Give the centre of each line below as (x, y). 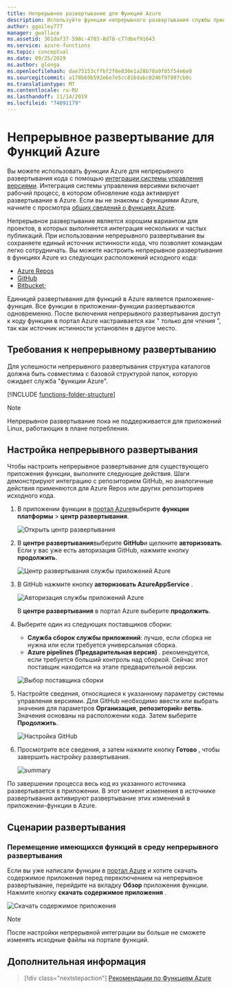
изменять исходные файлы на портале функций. (78, 940)
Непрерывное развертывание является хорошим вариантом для (102, 220)
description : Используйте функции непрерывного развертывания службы (109, 20)
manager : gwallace (33, 33)
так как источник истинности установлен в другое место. (92, 328)
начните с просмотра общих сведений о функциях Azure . (92, 207)
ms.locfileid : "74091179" (44, 103)
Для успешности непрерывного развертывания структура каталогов (109, 366)
